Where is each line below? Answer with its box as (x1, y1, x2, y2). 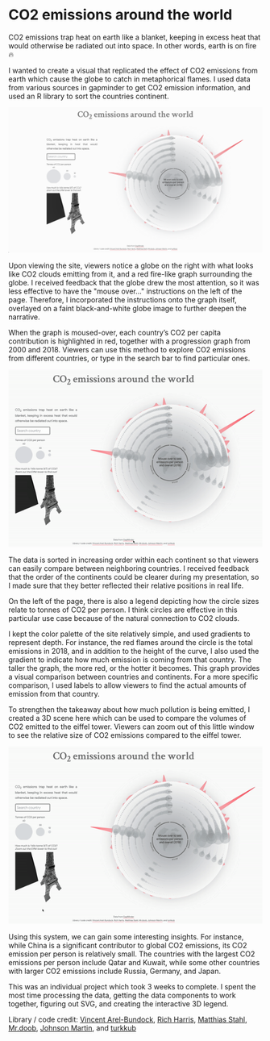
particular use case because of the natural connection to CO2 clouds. (8, 613, 240, 623)
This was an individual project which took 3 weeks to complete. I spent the (8, 981, 256, 991)
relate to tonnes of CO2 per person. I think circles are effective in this (8, 605, 238, 614)
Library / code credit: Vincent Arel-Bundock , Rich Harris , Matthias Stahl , (8, 1014, 247, 1024)
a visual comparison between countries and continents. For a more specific (8, 672, 259, 681)
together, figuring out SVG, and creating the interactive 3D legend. (8, 998, 229, 1009)
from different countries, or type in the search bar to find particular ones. (8, 353, 251, 363)
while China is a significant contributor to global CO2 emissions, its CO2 (8, 940, 247, 950)
